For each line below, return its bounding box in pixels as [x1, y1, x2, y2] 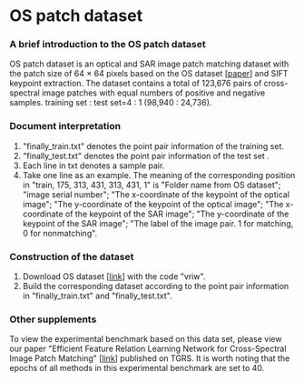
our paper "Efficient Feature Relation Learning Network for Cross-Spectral [9, 343, 287, 355]
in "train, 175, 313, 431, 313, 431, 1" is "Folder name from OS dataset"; [22, 179, 281, 190]
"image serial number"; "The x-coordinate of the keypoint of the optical [22, 188, 290, 200]
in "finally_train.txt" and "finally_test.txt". [22, 290, 172, 301]
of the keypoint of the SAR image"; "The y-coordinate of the [64, 208, 289, 219]
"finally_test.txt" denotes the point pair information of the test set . [22, 150, 270, 161]
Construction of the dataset [9, 250, 134, 263]
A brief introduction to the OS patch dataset [9, 38, 206, 51]
